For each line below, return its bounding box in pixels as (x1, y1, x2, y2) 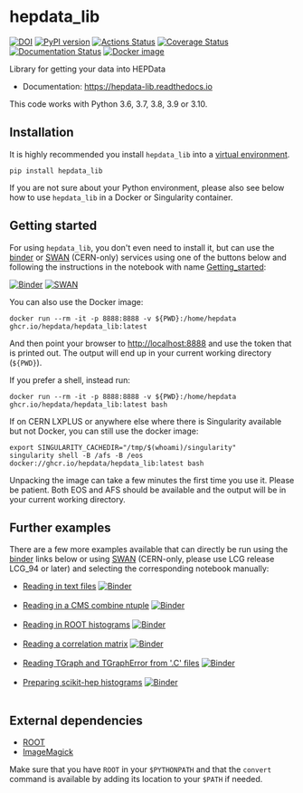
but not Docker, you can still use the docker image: (9, 425, 199, 436)
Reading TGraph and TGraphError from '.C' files (22, 658, 200, 669)
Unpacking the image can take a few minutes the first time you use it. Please (9, 474, 295, 485)
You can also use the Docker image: (9, 296, 144, 307)
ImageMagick (22, 747, 74, 758)
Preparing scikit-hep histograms (22, 677, 143, 688)
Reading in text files (22, 581, 97, 592)
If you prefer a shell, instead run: (9, 374, 131, 386)
